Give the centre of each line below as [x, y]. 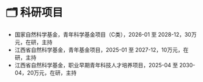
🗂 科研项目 [35, 13]
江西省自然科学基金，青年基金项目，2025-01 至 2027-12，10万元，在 [102, 50]
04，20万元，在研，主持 [46, 73]
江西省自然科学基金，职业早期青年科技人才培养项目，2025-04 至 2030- [105, 65]
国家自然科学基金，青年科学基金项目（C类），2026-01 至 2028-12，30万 [105, 34]
